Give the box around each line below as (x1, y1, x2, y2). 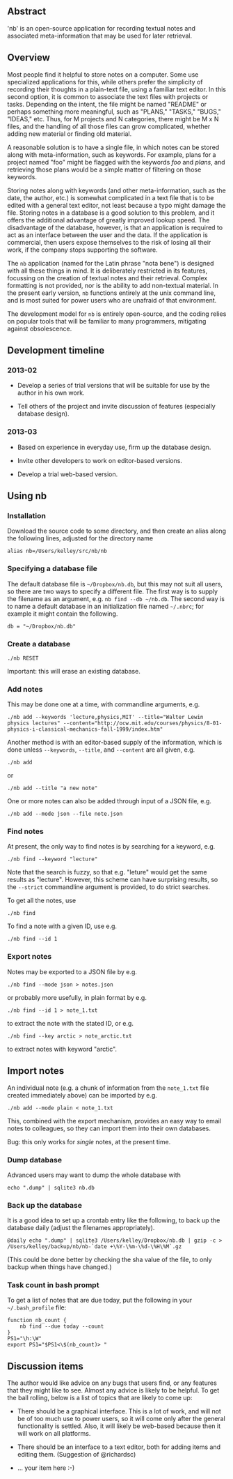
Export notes (7, 952, 52, 962)
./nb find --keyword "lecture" (7, 856, 98, 863)
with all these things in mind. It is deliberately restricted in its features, (7, 266, 207, 275)
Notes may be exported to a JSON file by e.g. (7, 967, 138, 976)
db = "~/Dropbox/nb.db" (7, 623, 77, 630)
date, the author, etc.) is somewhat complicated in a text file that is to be (7, 193, 214, 202)
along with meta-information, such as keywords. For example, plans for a (7, 150, 216, 159)
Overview (7, 52, 51, 63)
